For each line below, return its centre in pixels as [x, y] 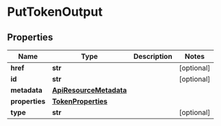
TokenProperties [80, 101]
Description [153, 56]
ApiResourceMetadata [90, 90]
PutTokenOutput [55, 12]
